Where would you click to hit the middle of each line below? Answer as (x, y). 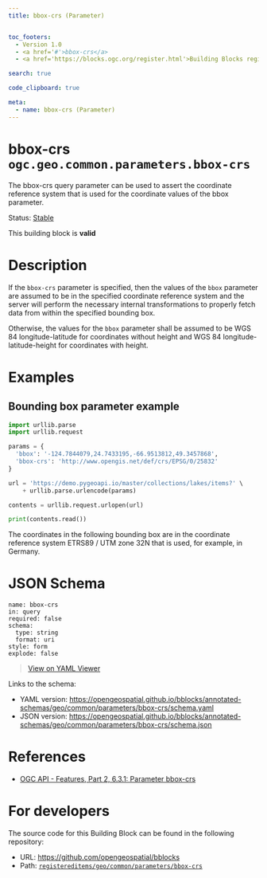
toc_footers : (30, 37)
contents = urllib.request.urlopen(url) (76, 505)
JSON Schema (57, 584)
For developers (59, 811)
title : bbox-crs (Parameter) (56, 16)
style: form (28, 647)
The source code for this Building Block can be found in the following (121, 833)
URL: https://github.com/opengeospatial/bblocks (100, 857)
